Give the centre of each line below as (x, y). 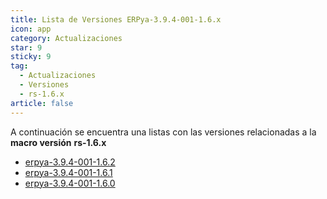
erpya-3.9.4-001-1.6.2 (70, 162)
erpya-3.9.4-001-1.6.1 (68, 172)
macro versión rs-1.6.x (58, 142)
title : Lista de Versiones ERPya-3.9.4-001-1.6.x (116, 19)
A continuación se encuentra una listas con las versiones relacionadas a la (163, 132)
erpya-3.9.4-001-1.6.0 (70, 183)
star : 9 (26, 47)
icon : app (31, 29)
